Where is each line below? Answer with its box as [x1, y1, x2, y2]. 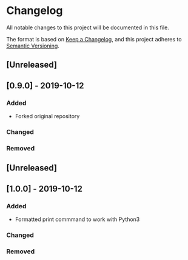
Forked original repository [15, 113, 80, 120]
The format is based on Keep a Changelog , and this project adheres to [6, 35, 182, 43]
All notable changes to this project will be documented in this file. [6, 24, 170, 31]
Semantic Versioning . [6, 42, 59, 49]
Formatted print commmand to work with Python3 [15, 216, 140, 223]
